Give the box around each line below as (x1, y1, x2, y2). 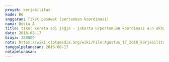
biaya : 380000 (5, 35, 35, 40)
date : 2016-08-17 (5, 30, 42, 35)
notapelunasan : (5, 49, 37, 54)
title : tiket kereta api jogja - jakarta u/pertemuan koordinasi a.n (5, 26, 154, 31)
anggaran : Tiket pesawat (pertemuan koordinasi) (5, 16, 109, 21)
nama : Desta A (5, 21, 35, 26)
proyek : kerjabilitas (5, 7, 51, 12)
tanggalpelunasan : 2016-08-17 (5, 44, 69, 49)
